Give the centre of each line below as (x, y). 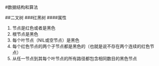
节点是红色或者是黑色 (34, 28)
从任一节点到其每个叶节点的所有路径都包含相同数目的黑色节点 (75, 58)
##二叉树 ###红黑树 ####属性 (36, 18)
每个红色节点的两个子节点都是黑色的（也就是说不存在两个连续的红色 (81, 46)
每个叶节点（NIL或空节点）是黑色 (46, 40)
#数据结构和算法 (22, 7)
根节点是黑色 (25, 34)
